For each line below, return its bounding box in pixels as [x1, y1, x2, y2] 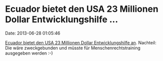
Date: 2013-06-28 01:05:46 [5, 30, 61, 36]
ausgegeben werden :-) [5, 50, 53, 56]
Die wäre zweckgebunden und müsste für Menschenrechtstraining [5, 45, 141, 51]
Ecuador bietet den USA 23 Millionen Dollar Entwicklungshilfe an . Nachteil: [5, 39, 157, 45]
